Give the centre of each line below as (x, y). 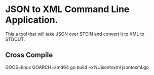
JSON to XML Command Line (67, 9)
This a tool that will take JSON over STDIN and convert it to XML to (75, 34)
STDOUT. (15, 39)
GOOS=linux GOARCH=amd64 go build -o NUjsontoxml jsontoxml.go (77, 67)
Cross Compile (29, 55)
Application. (32, 20)
